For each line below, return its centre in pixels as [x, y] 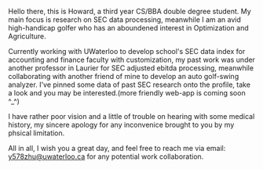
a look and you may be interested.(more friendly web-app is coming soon [127, 93]
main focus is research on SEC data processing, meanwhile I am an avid [125, 20]
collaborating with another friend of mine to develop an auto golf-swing [124, 76]
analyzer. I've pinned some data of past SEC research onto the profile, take [130, 84]
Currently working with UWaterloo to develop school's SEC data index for [127, 51]
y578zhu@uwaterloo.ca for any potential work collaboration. [106, 156]
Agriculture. [27, 36]
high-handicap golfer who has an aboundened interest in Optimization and [128, 28]
